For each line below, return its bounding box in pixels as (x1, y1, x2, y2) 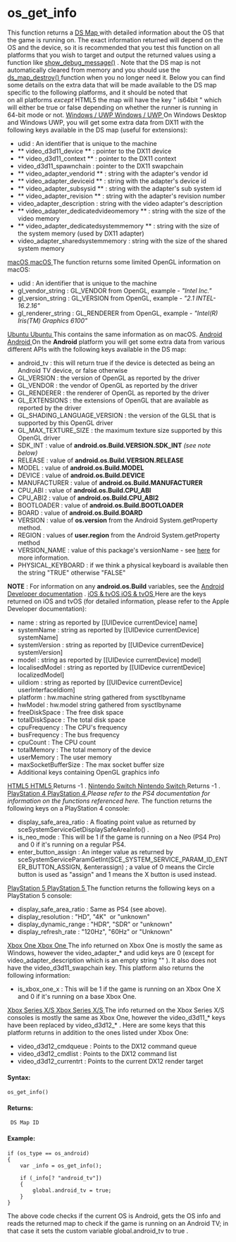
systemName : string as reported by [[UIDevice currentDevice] (17, 625, 199, 634)
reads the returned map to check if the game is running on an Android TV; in (7, 1219, 229, 1227)
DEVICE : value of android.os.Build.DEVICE (17, 471, 146, 479)
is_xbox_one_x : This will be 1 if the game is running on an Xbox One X (17, 985, 221, 993)
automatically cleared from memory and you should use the (7, 66, 181, 74)
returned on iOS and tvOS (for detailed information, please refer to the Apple (7, 597, 230, 605)
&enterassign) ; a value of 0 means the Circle (83, 862, 215, 871)
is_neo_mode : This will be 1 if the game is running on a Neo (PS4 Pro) (17, 832, 221, 841)
